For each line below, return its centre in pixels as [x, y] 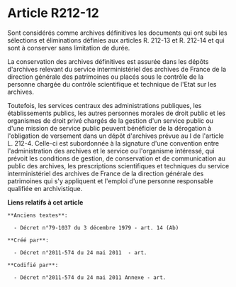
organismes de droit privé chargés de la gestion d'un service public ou [111, 120]
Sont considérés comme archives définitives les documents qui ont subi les [118, 33]
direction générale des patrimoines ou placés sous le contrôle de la [106, 77]
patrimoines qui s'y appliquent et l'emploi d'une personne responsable [111, 181]
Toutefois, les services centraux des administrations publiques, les [105, 105]
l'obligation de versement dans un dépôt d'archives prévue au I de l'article [116, 136]
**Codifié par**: [33, 265]
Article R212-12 [53, 13]
